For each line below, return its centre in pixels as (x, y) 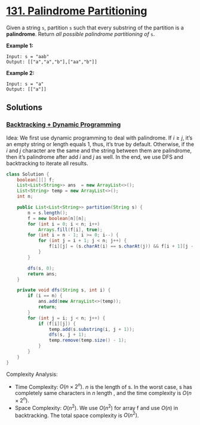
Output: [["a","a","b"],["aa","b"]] (52, 62)
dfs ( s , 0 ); (41, 268)
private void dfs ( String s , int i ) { (64, 290)
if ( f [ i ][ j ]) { (57, 324)
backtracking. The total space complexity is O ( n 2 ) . (77, 415)
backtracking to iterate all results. (47, 163)
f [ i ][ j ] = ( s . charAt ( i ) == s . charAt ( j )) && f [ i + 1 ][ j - (121, 246)
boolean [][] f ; (36, 180)
